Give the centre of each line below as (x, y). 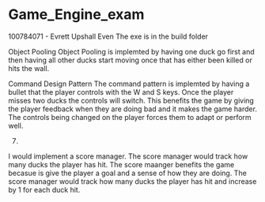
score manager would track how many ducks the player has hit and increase (132, 181)
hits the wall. (29, 68)
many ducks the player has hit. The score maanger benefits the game (121, 164)
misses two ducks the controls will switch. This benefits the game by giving (131, 100)
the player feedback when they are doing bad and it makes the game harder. (132, 109)
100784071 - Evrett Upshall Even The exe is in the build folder (108, 36)
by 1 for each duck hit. (44, 189)
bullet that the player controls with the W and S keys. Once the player (121, 92)
